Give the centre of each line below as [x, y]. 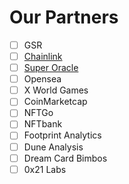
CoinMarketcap [55, 102]
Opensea [42, 79]
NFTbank [43, 124]
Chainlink [43, 56]
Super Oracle [51, 68]
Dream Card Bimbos [65, 158]
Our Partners [64, 17]
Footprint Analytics [62, 135]
